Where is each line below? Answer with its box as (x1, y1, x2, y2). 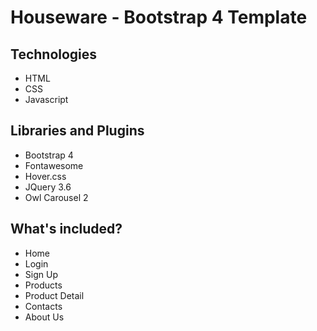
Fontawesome (24, 159, 84, 171)
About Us (24, 311, 65, 323)
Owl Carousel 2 (24, 191, 89, 203)
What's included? (10, 221, 123, 238)
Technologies (10, 46, 98, 63)
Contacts (24, 300, 63, 312)
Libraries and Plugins (10, 122, 145, 140)
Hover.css (24, 170, 67, 182)
